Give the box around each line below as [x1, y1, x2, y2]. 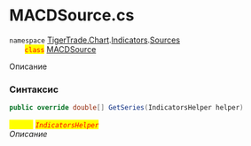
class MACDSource [24, 43, 97, 54]
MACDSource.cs [9, 5, 135, 26]
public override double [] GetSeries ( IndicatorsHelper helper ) [9, 104, 244, 112]
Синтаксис [9, 83, 59, 96]
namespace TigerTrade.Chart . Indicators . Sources [9, 35, 180, 45]
